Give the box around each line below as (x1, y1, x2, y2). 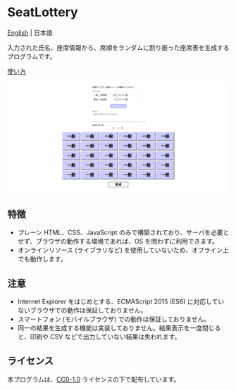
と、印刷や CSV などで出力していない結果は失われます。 (17, 332, 181, 341)
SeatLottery (7, 4, 79, 20)
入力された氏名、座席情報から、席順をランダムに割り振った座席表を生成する (7, 43, 230, 51)
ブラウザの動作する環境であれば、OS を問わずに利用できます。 (35, 237, 218, 246)
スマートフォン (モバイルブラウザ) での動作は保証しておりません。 (17, 315, 211, 324)
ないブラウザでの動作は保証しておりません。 (17, 306, 147, 315)
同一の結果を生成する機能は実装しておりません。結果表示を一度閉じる (17, 324, 221, 332)
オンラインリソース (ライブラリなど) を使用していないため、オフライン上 (17, 246, 229, 254)
